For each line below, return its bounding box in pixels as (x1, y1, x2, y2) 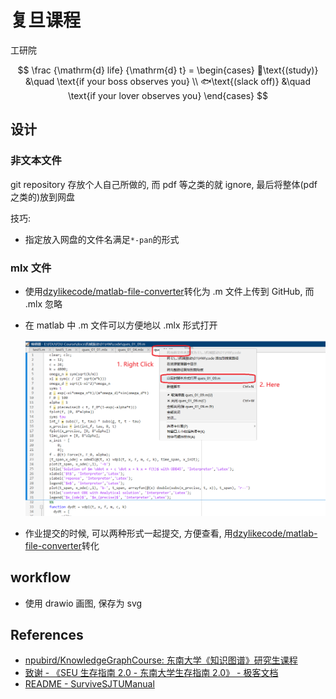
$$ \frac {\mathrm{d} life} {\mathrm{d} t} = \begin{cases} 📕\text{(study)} (17, 64, 319, 76)
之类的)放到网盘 (10, 191, 76, 203)
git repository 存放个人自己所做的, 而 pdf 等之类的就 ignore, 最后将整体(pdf (10, 178, 318, 190)
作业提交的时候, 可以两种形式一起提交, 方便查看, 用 (24, 527, 233, 539)
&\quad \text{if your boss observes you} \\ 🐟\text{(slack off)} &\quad (24, 75, 312, 87)
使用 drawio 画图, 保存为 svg (24, 597, 143, 609)
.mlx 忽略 (24, 297, 63, 310)
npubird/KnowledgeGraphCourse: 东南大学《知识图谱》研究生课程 (24, 654, 298, 666)
